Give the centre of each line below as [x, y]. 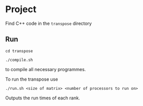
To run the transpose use [32, 79]
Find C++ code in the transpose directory [49, 23]
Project [21, 9]
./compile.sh [19, 60]
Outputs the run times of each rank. [43, 98]
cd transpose [19, 51]
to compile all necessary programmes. [45, 69]
